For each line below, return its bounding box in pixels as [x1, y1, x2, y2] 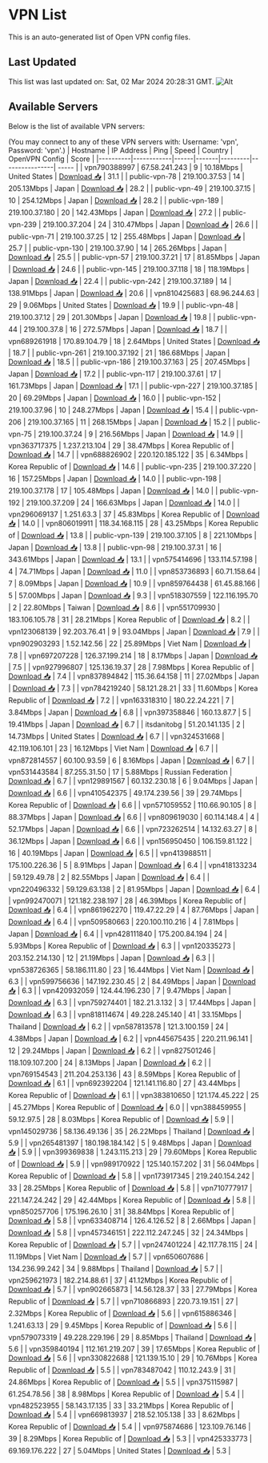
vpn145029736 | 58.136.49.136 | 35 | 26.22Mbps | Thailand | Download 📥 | [8, 1126, 254, 1136]
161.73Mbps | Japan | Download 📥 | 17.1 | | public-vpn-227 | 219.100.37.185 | [8, 381, 258, 391]
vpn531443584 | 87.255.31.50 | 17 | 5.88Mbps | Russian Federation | [8, 767, 233, 776]
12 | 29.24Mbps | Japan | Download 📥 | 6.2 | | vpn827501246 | [8, 1045, 216, 1056]
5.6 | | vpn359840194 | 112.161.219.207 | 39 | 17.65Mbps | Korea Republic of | [8, 1343, 261, 1353]
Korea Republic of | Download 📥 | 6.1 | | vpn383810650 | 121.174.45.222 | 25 [8, 1090, 259, 1100]
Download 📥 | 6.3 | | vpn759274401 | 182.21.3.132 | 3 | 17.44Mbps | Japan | [8, 997, 256, 1007]
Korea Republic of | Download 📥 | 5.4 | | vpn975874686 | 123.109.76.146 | [8, 1421, 251, 1431]
